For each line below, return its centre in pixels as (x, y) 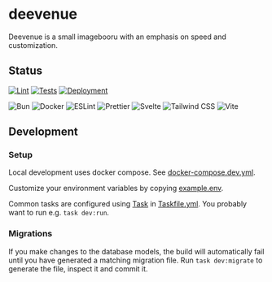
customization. (33, 45)
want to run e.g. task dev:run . (59, 213)
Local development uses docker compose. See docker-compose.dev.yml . (132, 172)
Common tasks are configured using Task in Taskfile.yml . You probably (127, 204)
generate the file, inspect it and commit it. (78, 268)
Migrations (31, 234)
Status (26, 71)
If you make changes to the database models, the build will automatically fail (136, 251)
